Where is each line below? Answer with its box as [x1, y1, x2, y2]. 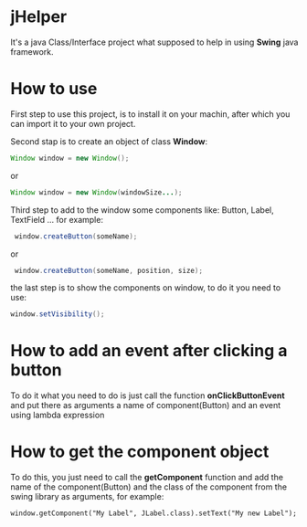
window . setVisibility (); [10, 310, 105, 319]
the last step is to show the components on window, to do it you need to [10, 282, 281, 293]
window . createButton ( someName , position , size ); [14, 266, 204, 275]
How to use [10, 79, 98, 100]
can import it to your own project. [10, 118, 136, 129]
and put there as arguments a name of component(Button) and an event [10, 400, 281, 411]
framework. [10, 46, 54, 57]
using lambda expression [10, 409, 105, 421]
